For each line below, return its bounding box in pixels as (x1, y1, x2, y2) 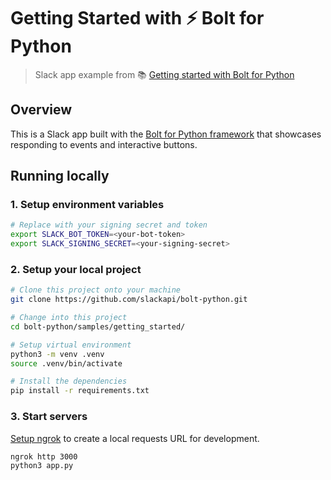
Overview (10, 101, 73, 119)
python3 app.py (10, 461, 74, 471)
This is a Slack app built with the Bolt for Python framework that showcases (10, 128, 322, 140)
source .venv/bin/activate (10, 358, 123, 369)
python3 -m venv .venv (10, 349, 105, 359)
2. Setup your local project (10, 262, 142, 276)
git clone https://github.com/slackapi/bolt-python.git (10, 295, 248, 305)
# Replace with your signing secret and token (10, 220, 208, 230)
